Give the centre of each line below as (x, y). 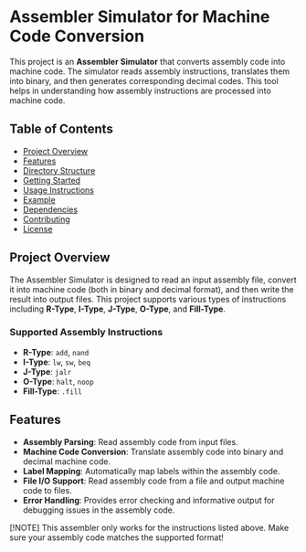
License (37, 228)
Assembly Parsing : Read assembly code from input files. (131, 441)
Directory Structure (59, 170)
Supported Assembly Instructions (86, 333)
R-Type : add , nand (56, 352)
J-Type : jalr (47, 371)
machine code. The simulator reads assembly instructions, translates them (150, 71)
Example (39, 199)
